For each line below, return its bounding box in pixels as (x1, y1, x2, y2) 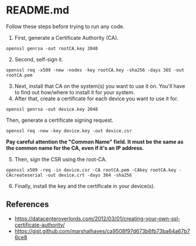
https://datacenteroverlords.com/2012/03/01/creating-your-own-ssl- (14, 215, 180, 222)
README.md (6, 4, 70, 17)
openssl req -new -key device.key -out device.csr (6, 128, 132, 134)
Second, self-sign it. (14, 56, 63, 63)
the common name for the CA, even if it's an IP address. (6, 144, 145, 151)
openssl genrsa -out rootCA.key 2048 (6, 45, 98, 52)
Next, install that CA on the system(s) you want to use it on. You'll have (14, 83, 185, 90)
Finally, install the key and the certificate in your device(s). (14, 182, 155, 189)
